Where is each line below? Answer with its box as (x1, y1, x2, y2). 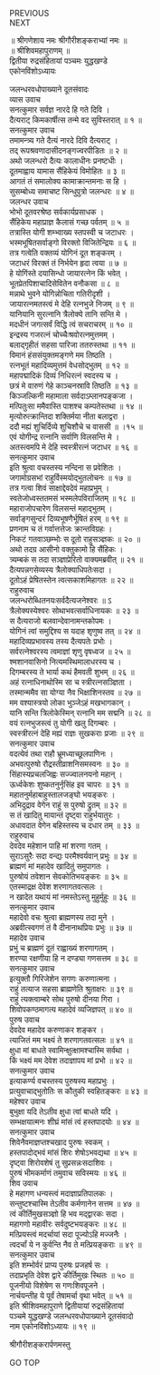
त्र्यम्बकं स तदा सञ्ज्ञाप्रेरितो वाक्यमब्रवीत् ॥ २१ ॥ (9, 554, 144, 564)
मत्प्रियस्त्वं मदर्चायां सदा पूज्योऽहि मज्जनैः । (9, 1229, 127, 1240)
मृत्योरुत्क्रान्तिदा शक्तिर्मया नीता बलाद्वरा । (9, 411, 126, 422)
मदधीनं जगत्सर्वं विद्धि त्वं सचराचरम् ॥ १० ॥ (9, 319, 133, 330)
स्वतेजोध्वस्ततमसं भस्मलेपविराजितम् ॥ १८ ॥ (9, 493, 136, 503)
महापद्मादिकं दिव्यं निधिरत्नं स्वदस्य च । (9, 370, 119, 381)
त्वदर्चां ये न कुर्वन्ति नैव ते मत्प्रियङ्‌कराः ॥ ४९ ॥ (9, 1240, 142, 1250)
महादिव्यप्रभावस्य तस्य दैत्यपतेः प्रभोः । (9, 636, 113, 646)
